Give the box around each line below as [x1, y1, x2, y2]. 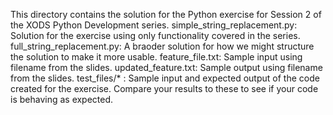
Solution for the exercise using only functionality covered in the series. [10, 30, 301, 41]
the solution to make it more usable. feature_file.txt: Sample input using [10, 51, 303, 63]
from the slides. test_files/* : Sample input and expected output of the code [10, 72, 320, 84]
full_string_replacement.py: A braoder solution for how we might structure [10, 40, 315, 52]
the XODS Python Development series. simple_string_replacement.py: [10, 19, 298, 31]
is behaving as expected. [10, 94, 114, 105]
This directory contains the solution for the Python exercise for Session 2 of [10, 9, 322, 20]
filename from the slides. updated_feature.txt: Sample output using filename [10, 62, 323, 73]
